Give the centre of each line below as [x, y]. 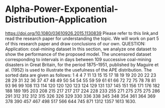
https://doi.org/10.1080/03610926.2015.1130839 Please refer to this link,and [82, 33]
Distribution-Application [56, 19]
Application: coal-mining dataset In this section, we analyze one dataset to [81, 49]
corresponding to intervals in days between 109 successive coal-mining [78, 59]
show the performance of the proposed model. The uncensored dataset [78, 54]
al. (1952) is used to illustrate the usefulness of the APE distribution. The [79, 70]
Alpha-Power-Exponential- [62, 9]
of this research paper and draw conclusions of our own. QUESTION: [75, 43]
